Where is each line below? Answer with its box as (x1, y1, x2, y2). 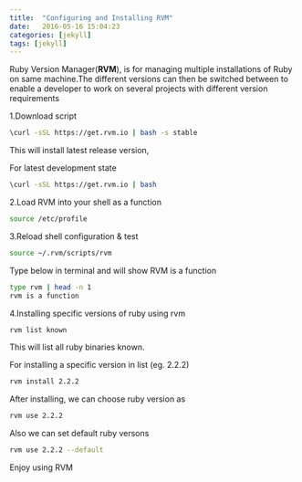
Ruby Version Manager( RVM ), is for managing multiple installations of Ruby (9, 64, 293, 75)
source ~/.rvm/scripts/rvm (9, 248, 112, 257)
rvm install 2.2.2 (9, 377, 79, 386)
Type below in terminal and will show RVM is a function (9, 265, 217, 276)
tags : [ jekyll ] (9, 38, 68, 48)
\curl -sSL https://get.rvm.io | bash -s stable (9, 129, 198, 138)
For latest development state (9, 162, 117, 173)
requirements (9, 93, 60, 104)
